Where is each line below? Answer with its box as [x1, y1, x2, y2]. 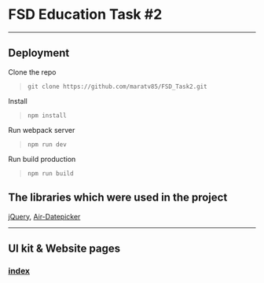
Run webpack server [8, 125, 75, 134]
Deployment [8, 46, 70, 60]
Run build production [8, 154, 76, 164]
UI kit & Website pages [8, 241, 120, 255]
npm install [27, 112, 67, 119]
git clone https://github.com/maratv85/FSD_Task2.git [27, 83, 207, 90]
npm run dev [27, 140, 67, 149]
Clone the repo [8, 67, 57, 76]
